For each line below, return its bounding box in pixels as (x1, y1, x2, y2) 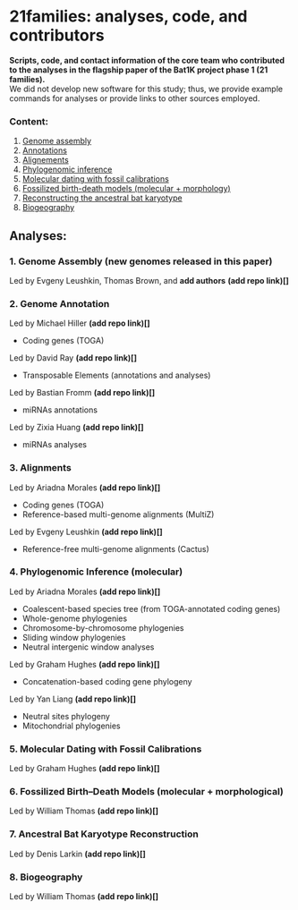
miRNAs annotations (21, 404, 98, 415)
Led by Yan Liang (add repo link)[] (9, 693, 137, 704)
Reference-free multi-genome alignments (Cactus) (21, 543, 210, 554)
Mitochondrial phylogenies (21, 720, 121, 731)
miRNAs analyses (21, 439, 88, 450)
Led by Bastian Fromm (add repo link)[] (9, 387, 155, 398)
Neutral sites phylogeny (21, 710, 110, 721)
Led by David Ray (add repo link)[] (9, 353, 137, 363)
